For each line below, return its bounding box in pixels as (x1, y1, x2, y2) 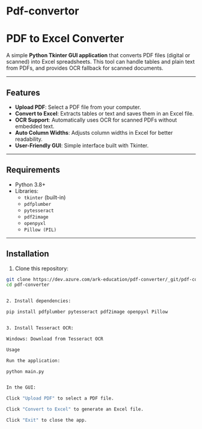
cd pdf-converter (6, 282, 50, 288)
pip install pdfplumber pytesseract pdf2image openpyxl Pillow (6, 309, 168, 315)
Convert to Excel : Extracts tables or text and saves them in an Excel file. (14, 110, 194, 117)
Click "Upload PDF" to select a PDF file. (6, 395, 114, 401)
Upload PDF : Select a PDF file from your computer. (14, 103, 141, 111)
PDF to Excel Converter (6, 32, 124, 46)
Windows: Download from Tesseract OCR (6, 336, 103, 342)
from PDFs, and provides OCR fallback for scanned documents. (6, 64, 164, 72)
